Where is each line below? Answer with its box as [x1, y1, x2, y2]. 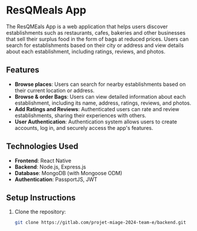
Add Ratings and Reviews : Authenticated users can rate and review [14, 105, 179, 112]
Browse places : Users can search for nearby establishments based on [14, 81, 186, 88]
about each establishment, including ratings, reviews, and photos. [6, 48, 166, 55]
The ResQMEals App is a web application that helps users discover [6, 23, 168, 30]
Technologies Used [6, 142, 78, 152]
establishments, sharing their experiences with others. [14, 112, 146, 119]
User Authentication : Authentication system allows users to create [14, 118, 178, 125]
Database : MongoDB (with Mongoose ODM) [14, 169, 122, 176]
